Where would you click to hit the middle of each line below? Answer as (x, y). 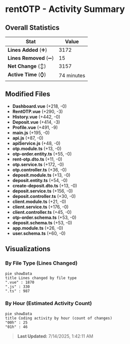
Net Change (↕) (27, 66)
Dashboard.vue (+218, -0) (40, 106)
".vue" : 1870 (20, 282)
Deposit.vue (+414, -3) (36, 122)
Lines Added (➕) (27, 50)
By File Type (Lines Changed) (41, 263)
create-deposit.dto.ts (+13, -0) (45, 185)
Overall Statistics (32, 28)
